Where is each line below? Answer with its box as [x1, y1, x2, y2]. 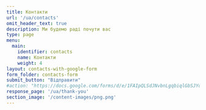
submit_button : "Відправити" [6, 77, 81, 83]
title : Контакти [6, 9, 48, 15]
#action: [6, 83, 29, 89]
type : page [6, 32, 34, 38]
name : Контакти [17, 54, 56, 61]
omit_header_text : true [6, 20, 67, 26]
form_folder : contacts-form [6, 71, 78, 78]
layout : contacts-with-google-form [6, 65, 97, 72]
